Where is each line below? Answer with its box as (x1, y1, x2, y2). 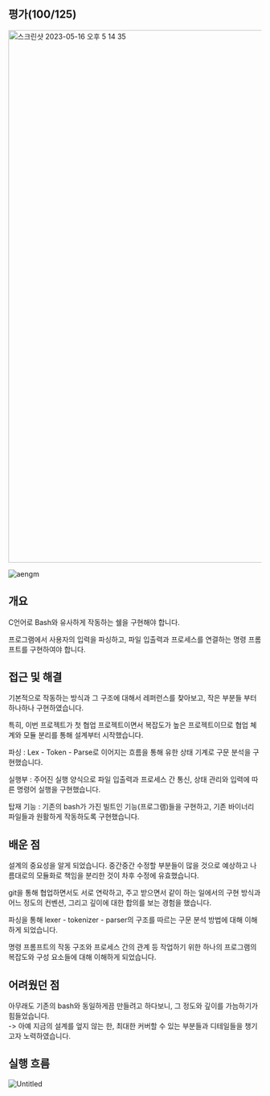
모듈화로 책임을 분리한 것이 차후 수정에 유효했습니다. (35, 871, 199, 880)
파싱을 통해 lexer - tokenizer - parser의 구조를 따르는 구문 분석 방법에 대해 (8, 915, 243, 924)
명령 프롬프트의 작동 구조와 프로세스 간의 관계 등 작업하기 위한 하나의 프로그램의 (8, 942, 257, 952)
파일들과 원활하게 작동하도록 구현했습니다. (8, 812, 140, 821)
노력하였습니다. (22, 1032, 71, 1041)
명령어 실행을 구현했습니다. (16, 784, 101, 795)
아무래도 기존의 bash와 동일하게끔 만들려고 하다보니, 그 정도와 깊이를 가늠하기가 (8, 1001, 259, 1011)
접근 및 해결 (8, 671, 63, 684)
